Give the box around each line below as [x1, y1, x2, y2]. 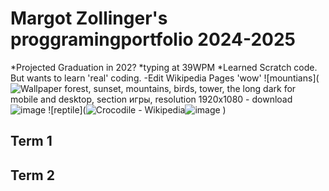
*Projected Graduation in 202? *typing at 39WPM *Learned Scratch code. [10, 61, 318, 73]
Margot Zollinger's [10, 7, 168, 30]
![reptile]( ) [48, 103, 227, 116]
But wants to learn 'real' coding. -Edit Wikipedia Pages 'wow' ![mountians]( [10, 72, 320, 84]
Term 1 [10, 133, 53, 150]
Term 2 [10, 167, 55, 184]
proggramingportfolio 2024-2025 [10, 28, 296, 51]
